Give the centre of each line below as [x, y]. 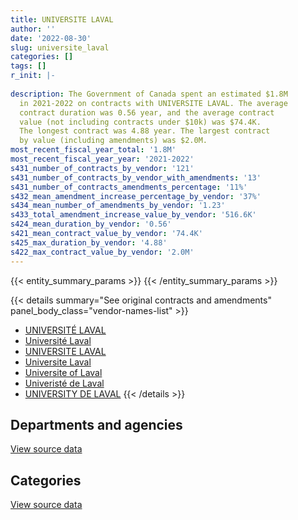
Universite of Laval [63, 372]
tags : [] [28, 66]
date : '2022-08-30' [51, 38]
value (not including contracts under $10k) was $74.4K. [140, 122]
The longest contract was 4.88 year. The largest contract [145, 131]
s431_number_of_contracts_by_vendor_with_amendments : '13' [136, 177]
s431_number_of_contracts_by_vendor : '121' [102, 168]
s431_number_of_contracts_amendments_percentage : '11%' [129, 187]
